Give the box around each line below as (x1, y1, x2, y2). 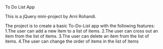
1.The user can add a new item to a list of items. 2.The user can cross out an (5, 28, 159, 33)
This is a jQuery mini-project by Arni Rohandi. (5, 14, 97, 19)
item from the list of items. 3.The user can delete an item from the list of (5, 33, 149, 39)
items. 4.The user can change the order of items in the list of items (5, 38, 139, 44)
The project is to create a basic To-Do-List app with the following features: (5, 23, 155, 29)
